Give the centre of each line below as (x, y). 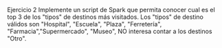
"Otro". (17, 39)
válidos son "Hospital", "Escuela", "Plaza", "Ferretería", (85, 24)
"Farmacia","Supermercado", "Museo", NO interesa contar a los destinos (110, 31)
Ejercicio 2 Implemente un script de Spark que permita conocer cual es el (111, 10)
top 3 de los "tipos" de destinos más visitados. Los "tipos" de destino (106, 17)
